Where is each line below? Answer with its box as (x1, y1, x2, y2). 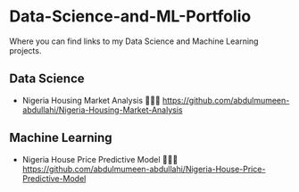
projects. (9, 45, 42, 55)
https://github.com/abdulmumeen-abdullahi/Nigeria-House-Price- (21, 163, 266, 174)
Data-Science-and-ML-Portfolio (9, 6, 252, 27)
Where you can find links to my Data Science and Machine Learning (9, 36, 259, 46)
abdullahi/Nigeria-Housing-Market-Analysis (21, 104, 183, 115)
